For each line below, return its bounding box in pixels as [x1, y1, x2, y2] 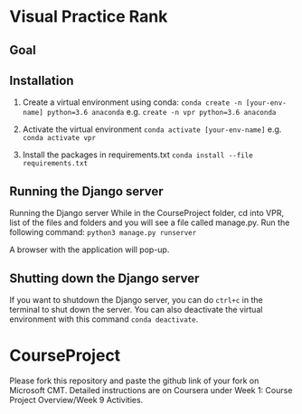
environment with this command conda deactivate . [9, 314, 199, 325]
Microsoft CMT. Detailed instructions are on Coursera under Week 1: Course [9, 384, 293, 395]
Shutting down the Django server [9, 270, 200, 286]
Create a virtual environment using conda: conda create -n [22, 97, 242, 108]
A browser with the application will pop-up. [9, 244, 170, 255]
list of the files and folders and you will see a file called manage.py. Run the [9, 217, 290, 228]
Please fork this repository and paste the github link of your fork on [9, 375, 260, 386]
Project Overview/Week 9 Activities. [9, 394, 144, 405]
